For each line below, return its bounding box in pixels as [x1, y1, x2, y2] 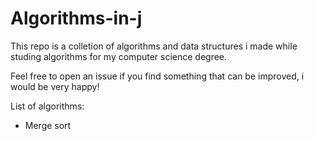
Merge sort [24, 119, 72, 131]
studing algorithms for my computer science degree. [10, 50, 228, 62]
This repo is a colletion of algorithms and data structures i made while [10, 40, 298, 52]
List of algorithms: [10, 100, 85, 112]
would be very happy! [10, 80, 100, 92]
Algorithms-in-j [10, 7, 143, 30]
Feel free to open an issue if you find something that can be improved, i [10, 70, 305, 82]
